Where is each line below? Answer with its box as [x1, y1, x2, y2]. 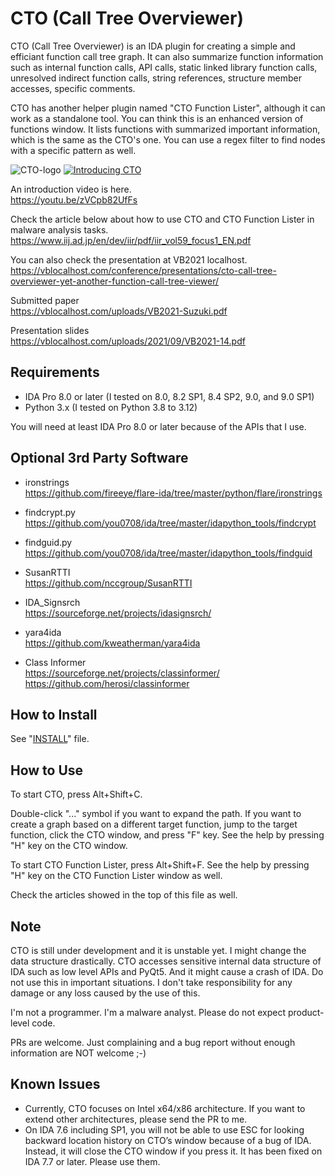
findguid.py [24, 536, 73, 548]
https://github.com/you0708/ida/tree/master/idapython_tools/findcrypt [24, 517, 317, 529]
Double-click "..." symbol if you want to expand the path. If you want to [10, 808, 302, 820]
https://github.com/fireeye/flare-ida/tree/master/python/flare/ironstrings [24, 487, 323, 499]
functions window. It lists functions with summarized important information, [10, 123, 321, 135]
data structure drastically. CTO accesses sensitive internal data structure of [10, 955, 322, 967]
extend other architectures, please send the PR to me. [24, 1113, 248, 1125]
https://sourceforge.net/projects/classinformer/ [24, 667, 220, 679]
